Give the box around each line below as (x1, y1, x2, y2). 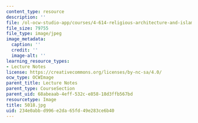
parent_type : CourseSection (6, 86, 75, 92)
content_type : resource (6, 8, 65, 15)
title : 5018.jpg (6, 102, 46, 108)
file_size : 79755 (6, 25, 49, 31)
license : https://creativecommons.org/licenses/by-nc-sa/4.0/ (6, 69, 162, 75)
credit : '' (11, 47, 38, 53)
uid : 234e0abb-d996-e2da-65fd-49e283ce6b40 (6, 108, 115, 114)
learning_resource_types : (6, 58, 70, 64)
